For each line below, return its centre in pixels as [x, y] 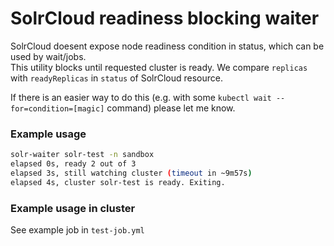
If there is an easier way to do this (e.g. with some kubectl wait [141, 97]
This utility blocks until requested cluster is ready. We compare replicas [159, 67]
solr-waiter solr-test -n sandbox [82, 155]
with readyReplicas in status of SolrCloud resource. [117, 78]
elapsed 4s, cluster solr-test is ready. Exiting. [118, 182]
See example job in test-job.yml [77, 230]
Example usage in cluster [73, 208]
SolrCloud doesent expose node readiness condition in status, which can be [167, 46]
